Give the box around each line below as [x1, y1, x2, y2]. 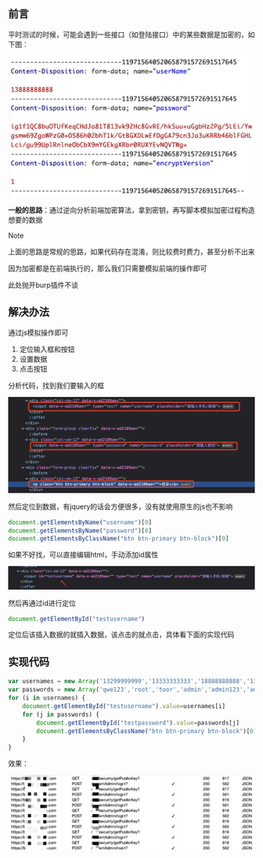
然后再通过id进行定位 [8, 598, 76, 608]
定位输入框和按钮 [19, 344, 75, 354]
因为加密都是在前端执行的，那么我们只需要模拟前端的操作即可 [8, 264, 207, 273]
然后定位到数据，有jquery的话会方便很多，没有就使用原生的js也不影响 [8, 501, 233, 511]
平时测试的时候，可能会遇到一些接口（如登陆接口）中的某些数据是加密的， [8, 30, 248, 39]
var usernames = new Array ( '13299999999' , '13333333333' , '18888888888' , [8, 678, 247, 685]
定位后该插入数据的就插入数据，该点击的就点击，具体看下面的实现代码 [8, 630, 235, 639]
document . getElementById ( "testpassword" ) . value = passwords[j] [36, 718, 240, 727]
